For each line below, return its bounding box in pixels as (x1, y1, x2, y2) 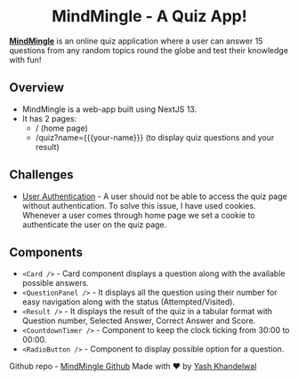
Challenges (9, 167, 74, 183)
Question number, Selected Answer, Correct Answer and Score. (21, 315, 256, 326)
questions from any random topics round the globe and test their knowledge (9, 44, 289, 55)
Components (9, 244, 83, 259)
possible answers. (21, 278, 89, 289)
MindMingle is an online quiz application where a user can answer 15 (9, 36, 263, 46)
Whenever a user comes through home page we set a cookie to (21, 210, 255, 220)
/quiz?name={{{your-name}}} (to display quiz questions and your (35, 131, 275, 143)
